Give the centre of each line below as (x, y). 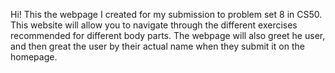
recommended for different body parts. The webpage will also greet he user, (168, 35)
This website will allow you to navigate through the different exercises (154, 25)
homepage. (34, 57)
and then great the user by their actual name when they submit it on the (157, 46)
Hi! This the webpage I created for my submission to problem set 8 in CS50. (166, 14)
